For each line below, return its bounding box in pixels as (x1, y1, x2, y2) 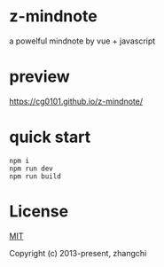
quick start (9, 127, 91, 147)
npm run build (9, 171, 62, 181)
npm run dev (9, 164, 53, 173)
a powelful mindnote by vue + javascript (9, 35, 156, 46)
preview (9, 67, 71, 87)
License (9, 201, 69, 221)
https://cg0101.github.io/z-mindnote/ (9, 96, 144, 106)
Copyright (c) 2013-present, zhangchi (9, 247, 147, 258)
